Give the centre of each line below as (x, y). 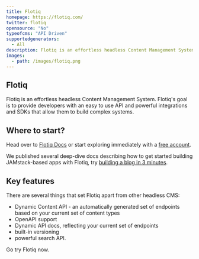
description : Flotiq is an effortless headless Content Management (91, 50)
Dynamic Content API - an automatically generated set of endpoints (97, 206)
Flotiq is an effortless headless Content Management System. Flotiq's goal (97, 99)
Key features (30, 181)
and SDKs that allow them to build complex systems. (70, 112)
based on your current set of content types (67, 213)
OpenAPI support (36, 219)
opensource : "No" (28, 28)
